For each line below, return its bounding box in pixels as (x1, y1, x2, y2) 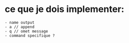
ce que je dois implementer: (5, 3, 124, 15)
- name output (5, 20, 35, 25)
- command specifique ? (5, 33, 55, 38)
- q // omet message (5, 28, 49, 33)
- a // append (5, 24, 35, 29)
